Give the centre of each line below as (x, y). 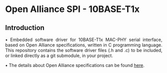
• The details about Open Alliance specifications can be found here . (75, 65)
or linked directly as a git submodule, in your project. (59, 55)
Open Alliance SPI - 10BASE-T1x (73, 9)
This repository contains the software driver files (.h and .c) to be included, (84, 50)
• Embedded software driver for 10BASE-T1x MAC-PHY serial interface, (84, 39)
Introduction (25, 28)
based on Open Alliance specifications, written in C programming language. (84, 45)
